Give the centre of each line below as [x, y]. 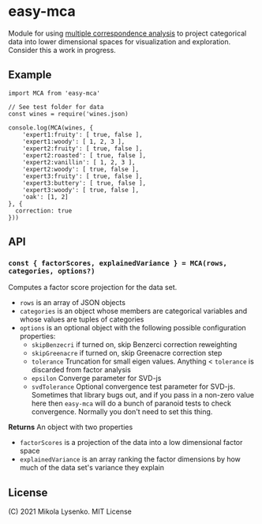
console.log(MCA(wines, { [51, 128]
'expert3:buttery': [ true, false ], [84, 183]
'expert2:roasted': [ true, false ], [84, 155]
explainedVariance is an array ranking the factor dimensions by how [130, 459]
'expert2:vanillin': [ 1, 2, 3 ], [79, 162]
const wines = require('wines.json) [68, 114]
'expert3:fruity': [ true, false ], [83, 176]
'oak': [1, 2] [45, 197]
